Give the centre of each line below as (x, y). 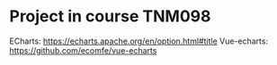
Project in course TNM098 (110, 16)
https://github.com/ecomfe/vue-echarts (83, 50)
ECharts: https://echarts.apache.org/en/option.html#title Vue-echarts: (138, 41)
